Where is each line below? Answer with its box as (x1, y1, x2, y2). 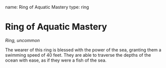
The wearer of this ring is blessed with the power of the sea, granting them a (5, 46, 162, 53)
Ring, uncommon (5, 37, 40, 43)
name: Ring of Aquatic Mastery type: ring (5, 4, 89, 10)
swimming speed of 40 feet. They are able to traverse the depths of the (5, 52, 151, 58)
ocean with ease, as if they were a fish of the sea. (5, 57, 107, 63)
